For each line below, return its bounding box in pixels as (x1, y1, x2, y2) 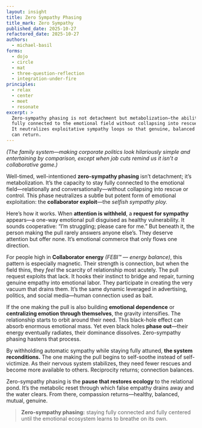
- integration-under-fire (11, 76, 77, 82)
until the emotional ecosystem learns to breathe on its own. (20, 415, 168, 422)
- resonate (11, 103, 39, 110)
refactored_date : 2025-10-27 (6, 31, 79, 37)
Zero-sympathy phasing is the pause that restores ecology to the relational (6, 378, 194, 385)
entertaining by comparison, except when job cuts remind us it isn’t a (6, 154, 179, 162)
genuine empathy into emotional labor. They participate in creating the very (6, 279, 193, 286)
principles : (6, 82, 36, 88)
